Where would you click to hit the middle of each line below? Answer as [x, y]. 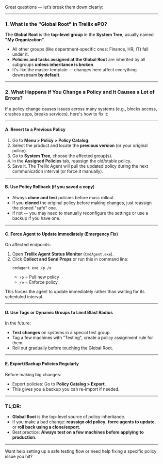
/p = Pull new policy [39, 277]
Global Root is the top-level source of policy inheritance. [68, 416]
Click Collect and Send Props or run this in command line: [70, 259]
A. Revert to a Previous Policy [35, 129]
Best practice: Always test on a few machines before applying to [78, 432]
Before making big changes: [33, 374]
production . [24, 437]
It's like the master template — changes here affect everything [74, 70]
